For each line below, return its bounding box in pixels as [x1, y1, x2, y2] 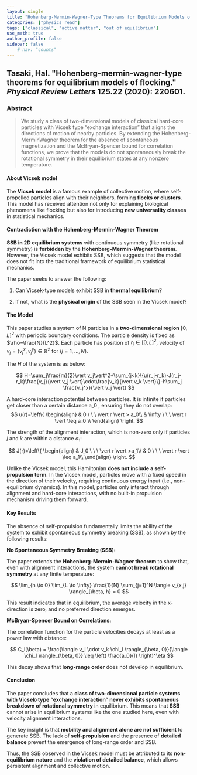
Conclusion [6, 677, 36, 684]
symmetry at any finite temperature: [6, 570, 95, 577]
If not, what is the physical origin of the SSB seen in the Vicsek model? [15, 298, 187, 305]
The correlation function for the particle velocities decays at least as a [6, 628, 175, 635]
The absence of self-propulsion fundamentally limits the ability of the [6, 522, 173, 529]
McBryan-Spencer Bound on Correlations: [6, 617, 112, 624]
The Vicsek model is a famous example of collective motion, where [6, 188, 169, 195]
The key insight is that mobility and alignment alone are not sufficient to [6, 726, 183, 733]
